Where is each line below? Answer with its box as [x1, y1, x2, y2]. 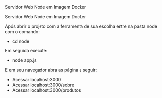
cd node [12, 38, 30, 44]
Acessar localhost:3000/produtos [12, 87, 81, 93]
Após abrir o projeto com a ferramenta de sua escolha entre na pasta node [5, 23, 157, 29]
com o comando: [5, 29, 40, 34]
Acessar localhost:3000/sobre [12, 82, 75, 88]
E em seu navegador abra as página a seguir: [5, 67, 97, 73]
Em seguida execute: [5, 48, 48, 53]
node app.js [12, 57, 37, 63]
